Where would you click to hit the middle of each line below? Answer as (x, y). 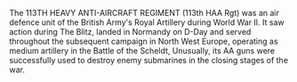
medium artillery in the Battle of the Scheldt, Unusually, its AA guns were (142, 51)
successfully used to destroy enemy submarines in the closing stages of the (149, 60)
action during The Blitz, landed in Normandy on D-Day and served (130, 32)
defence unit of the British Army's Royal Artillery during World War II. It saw (147, 22)
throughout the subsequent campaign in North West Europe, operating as (144, 41)
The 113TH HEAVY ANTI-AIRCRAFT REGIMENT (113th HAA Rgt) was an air (144, 13)
